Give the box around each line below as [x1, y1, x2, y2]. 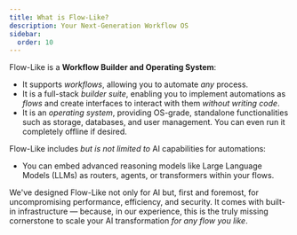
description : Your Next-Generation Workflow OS [9, 21, 189, 30]
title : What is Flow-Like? [9, 12, 109, 22]
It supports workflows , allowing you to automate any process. [21, 79, 249, 90]
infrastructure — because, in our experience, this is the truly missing [17, 206, 269, 217]
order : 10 [17, 37, 53, 47]
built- [265, 197, 286, 208]
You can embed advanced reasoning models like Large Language [21, 161, 262, 171]
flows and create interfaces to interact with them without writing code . [21, 98, 280, 109]
